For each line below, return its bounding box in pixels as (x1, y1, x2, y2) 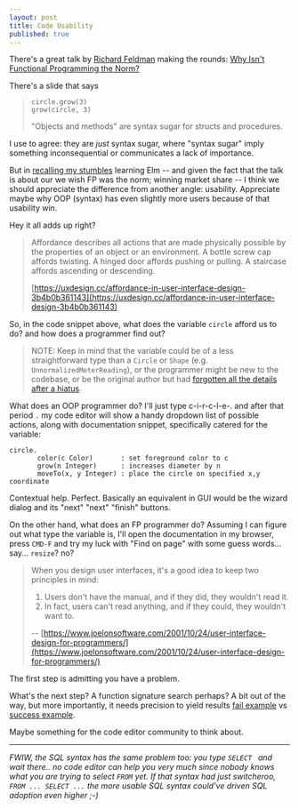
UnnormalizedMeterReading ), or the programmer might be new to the (30, 364, 279, 375)
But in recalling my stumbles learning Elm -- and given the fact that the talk (9, 165, 284, 176)
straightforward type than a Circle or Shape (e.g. (30, 355, 208, 365)
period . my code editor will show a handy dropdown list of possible (9, 410, 260, 421)
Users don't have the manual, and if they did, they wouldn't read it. (44, 592, 289, 603)
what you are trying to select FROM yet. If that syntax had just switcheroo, (9, 771, 276, 782)
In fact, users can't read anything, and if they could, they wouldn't (44, 601, 287, 612)
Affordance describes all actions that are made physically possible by (30, 237, 287, 248)
